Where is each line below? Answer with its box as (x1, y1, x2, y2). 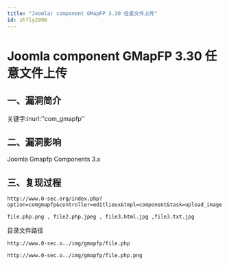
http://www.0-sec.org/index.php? (7, 195, 103, 203)
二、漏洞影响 (7, 136, 62, 148)
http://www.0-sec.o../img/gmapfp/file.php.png (7, 252, 143, 259)
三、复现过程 (7, 177, 62, 188)
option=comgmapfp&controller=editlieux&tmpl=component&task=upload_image (7, 201, 223, 208)
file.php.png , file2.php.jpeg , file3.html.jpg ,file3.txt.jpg (7, 214, 195, 221)
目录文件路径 (7, 226, 43, 234)
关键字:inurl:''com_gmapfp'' (7, 114, 86, 122)
